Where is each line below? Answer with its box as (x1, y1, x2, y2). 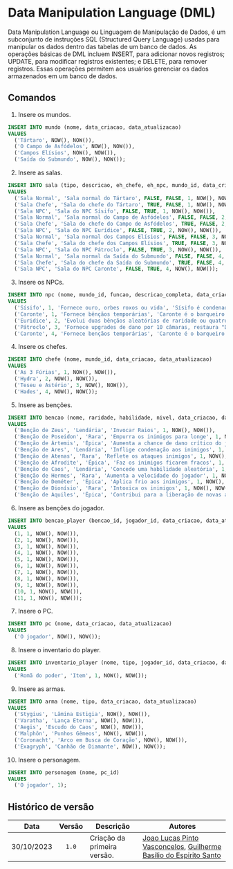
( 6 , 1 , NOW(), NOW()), (14, 562, 80, 569)
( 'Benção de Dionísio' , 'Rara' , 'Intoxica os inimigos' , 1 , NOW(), (14, 485, 213, 492)
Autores (169, 822, 196, 832)
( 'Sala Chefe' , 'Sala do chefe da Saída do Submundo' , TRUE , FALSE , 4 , (14, 259, 225, 266)
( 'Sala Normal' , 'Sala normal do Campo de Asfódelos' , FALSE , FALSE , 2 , (14, 214, 228, 221)
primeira (89, 842, 117, 852)
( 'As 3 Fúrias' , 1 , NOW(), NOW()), (14, 369, 117, 376)
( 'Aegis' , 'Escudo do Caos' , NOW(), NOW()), (14, 724, 145, 731)
